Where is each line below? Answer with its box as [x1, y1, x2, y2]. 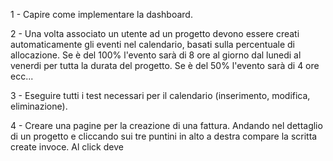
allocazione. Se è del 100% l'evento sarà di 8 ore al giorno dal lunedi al [10, 49, 302, 61]
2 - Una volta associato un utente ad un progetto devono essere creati [10, 28, 300, 39]
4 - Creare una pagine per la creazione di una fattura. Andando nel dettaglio [10, 120, 323, 131]
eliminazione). [10, 100, 68, 112]
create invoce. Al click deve [10, 141, 124, 153]
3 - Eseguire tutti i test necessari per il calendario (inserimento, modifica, [10, 90, 311, 101]
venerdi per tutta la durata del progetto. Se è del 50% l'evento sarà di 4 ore [10, 60, 320, 71]
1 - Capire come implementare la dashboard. [10, 9, 193, 20]
